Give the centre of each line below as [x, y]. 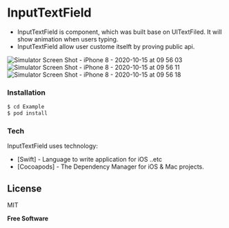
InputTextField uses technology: [52, 146]
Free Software [28, 218]
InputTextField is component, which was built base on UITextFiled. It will [119, 32]
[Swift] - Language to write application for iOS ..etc [89, 160]
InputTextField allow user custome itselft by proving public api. [106, 46]
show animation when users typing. [68, 39]
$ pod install [28, 113]
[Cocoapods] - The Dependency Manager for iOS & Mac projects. [111, 167]
